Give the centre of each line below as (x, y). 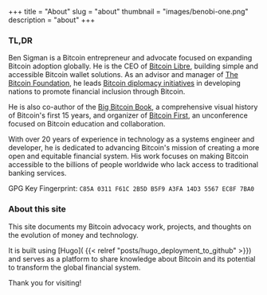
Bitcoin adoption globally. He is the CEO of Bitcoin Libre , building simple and (133, 66)
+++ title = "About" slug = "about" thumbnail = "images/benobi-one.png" (128, 12)
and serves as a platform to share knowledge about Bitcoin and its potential (132, 258)
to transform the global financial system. (75, 267)
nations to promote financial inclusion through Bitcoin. (97, 91)
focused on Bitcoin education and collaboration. (87, 124)
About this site (37, 209)
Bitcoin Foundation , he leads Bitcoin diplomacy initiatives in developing (124, 83)
